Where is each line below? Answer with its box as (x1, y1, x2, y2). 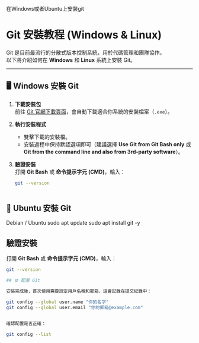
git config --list (6, 331, 52, 337)
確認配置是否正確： (6, 320, 46, 326)
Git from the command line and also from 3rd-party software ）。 (23, 148, 184, 155)
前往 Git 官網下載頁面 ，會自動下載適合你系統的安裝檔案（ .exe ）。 (14, 108, 173, 115)
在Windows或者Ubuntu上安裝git (6, 5, 84, 12)
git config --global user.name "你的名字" (6, 299, 109, 305)
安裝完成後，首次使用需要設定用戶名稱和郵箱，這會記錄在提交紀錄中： (6, 288, 152, 294)
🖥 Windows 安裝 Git (6, 81, 79, 91)
